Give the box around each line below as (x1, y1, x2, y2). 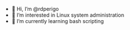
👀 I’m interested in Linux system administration (11, 12, 125, 18)
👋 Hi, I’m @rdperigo (11, 6, 59, 12)
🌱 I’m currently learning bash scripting (11, 18, 104, 24)
